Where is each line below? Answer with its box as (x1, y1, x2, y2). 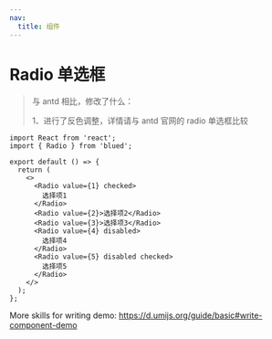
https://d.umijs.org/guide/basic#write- (118, 310, 263, 321)
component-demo (9, 320, 78, 331)
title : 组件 (17, 22, 61, 31)
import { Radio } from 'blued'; (9, 142, 132, 151)
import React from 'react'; (9, 133, 117, 143)
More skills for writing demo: (9, 310, 117, 321)
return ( (17, 165, 51, 175)
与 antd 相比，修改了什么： (31, 96, 134, 107)
